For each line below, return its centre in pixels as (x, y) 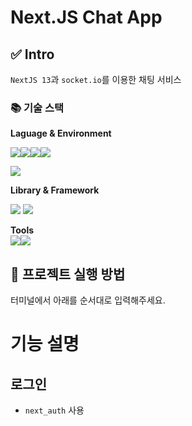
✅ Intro (32, 54)
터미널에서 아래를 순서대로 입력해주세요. (88, 300)
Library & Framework (55, 190)
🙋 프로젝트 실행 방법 (68, 274)
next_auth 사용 (54, 410)
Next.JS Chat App (86, 17)
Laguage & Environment (61, 133)
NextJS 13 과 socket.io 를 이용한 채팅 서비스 (96, 79)
